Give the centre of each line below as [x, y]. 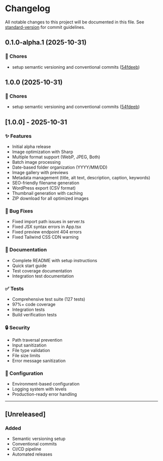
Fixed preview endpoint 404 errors [47, 232]
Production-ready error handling [44, 394]
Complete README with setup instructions [55, 260]
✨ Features [18, 136]
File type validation [31, 350]
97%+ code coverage [34, 304]
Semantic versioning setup [39, 439]
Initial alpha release [31, 146]
